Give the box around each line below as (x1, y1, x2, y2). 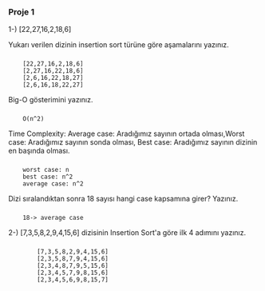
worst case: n (22, 166, 69, 174)
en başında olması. (8, 146, 70, 156)
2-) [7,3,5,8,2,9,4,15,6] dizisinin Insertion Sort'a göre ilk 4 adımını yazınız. (8, 227, 247, 237)
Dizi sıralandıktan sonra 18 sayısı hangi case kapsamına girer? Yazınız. (8, 194, 239, 204)
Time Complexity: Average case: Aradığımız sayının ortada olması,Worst (8, 129, 245, 138)
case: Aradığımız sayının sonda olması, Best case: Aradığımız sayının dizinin (8, 138, 258, 147)
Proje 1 (8, 6, 35, 18)
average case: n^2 (22, 180, 84, 188)
